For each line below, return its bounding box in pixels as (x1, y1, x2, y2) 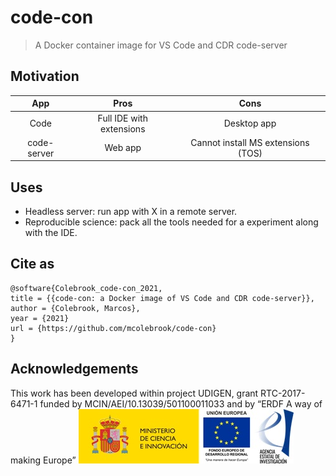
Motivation (10, 68, 80, 85)
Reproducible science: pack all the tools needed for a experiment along (24, 216, 319, 228)
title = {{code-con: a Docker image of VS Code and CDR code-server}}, (10, 293, 315, 303)
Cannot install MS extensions (190, 136, 310, 148)
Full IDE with (97, 112, 148, 124)
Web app (104, 142, 142, 154)
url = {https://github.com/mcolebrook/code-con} (10, 323, 217, 333)
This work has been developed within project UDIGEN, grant (10, 387, 259, 399)
